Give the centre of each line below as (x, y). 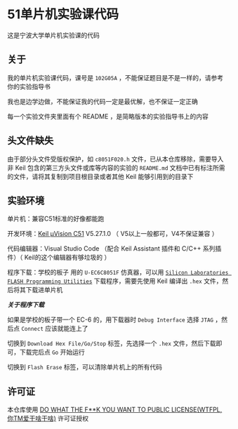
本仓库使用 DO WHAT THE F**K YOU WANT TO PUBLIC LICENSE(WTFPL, (115, 410)
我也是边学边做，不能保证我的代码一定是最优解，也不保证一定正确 (103, 101)
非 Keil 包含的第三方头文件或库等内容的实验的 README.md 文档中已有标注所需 (116, 167)
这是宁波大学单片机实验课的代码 (53, 35)
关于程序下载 (26, 305)
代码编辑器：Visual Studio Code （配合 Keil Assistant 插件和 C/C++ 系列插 (114, 249)
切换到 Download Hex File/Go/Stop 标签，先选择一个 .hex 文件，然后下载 (112, 343)
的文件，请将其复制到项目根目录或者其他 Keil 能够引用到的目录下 (100, 176)
